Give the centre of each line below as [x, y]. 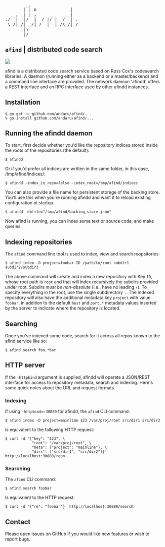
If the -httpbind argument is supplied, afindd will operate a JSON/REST [78, 377]
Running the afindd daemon [49, 133]
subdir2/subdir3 [22, 267]
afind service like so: [26, 341]
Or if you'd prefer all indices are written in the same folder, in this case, [77, 169]
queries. [14, 226]
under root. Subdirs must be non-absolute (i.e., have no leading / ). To [76, 287]
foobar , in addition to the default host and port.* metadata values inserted [81, 303]
